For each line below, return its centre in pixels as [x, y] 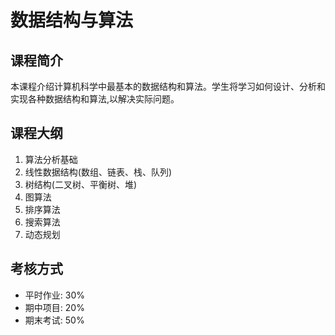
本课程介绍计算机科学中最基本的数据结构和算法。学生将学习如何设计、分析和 [168, 86]
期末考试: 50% [54, 320]
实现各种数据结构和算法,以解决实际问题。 [95, 99]
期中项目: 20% [54, 307]
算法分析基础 [51, 159]
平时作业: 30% [54, 295]
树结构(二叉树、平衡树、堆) [81, 184]
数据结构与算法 [72, 20]
